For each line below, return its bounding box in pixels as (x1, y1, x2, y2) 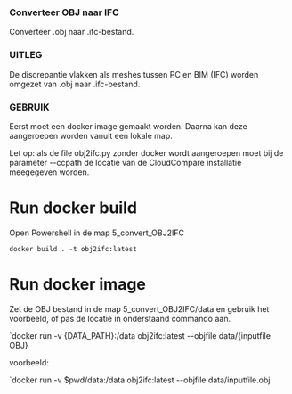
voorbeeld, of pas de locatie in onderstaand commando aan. (9, 313, 231, 324)
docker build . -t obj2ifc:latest (9, 244, 138, 253)
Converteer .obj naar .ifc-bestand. (9, 27, 134, 37)
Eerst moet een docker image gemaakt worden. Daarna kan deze (9, 120, 247, 131)
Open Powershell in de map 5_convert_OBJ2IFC (9, 227, 185, 238)
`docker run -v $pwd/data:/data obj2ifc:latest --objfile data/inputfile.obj (9, 374, 271, 385)
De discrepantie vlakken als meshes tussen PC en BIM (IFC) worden (9, 69, 259, 79)
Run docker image (9, 275, 147, 295)
